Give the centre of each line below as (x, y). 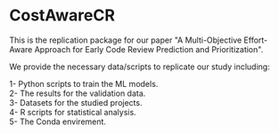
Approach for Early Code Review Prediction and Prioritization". (149, 49)
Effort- (256, 40)
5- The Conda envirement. (58, 122)
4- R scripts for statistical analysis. (73, 112)
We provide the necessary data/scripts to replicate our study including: (139, 67)
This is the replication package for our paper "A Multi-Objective (126, 40)
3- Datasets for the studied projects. (76, 102)
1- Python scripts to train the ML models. (84, 83)
